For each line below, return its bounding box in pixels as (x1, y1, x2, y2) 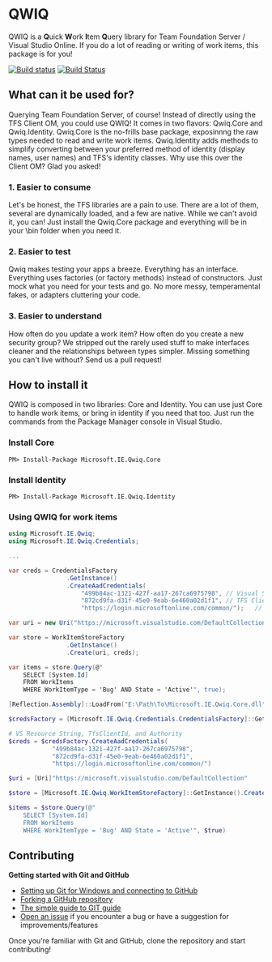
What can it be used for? (8, 88, 135, 102)
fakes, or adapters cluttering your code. (8, 290, 141, 300)
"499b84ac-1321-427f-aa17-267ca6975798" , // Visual (80, 589, 259, 597)
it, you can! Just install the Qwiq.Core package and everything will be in (8, 217, 247, 227)
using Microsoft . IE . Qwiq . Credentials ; (8, 537, 139, 545)
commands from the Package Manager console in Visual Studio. (8, 417, 223, 426)
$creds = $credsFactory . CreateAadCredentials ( (8, 737, 168, 746)
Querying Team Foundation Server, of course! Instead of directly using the (8, 109, 257, 119)
